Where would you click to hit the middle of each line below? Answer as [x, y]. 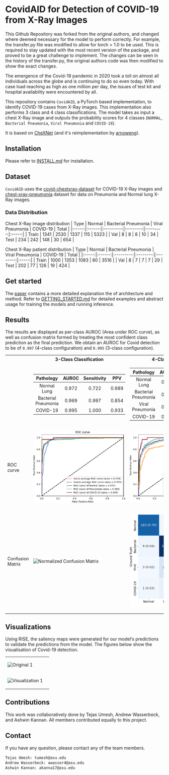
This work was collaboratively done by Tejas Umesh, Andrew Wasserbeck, [82, 715]
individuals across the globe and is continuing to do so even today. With [80, 81]
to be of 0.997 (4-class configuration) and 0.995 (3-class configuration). [80, 348]
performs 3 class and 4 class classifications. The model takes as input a [80, 112]
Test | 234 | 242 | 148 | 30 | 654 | [40, 239]
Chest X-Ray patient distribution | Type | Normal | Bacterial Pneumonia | [80, 249]
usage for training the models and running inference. [60, 304]
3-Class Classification [79, 359]
